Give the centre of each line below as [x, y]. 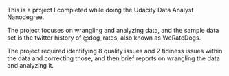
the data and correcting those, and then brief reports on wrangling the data [113, 58]
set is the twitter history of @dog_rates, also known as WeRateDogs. [104, 38]
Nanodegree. [26, 17]
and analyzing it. [30, 65]
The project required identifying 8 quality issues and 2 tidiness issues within [115, 51]
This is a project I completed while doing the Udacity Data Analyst [100, 10]
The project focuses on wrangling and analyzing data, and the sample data [113, 30]
